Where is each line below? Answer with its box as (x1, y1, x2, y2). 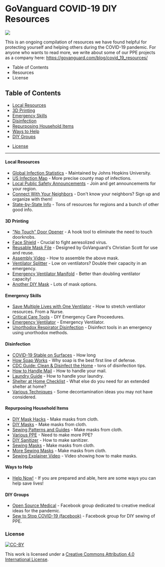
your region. (12, 185, 37, 191)
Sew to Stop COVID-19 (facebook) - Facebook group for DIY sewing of (12, 513, 156, 519)
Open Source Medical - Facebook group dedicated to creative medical (12, 502, 155, 508)
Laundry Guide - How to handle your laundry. (12, 373, 104, 379)
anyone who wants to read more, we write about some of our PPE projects (5, 49, 156, 55)
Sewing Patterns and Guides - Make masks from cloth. (12, 426, 123, 432)
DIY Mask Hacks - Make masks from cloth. (12, 416, 99, 422)
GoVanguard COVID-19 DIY (5, 3, 117, 14)
